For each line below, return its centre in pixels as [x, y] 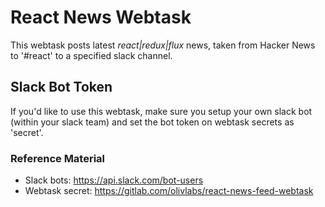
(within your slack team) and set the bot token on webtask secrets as [152, 122]
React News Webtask [101, 17]
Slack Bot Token [61, 87]
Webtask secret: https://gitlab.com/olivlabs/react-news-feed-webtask [169, 191]
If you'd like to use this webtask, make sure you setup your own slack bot [161, 111]
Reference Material [58, 158]
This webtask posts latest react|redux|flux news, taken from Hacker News [163, 45]
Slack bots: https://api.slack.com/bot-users [114, 180]
